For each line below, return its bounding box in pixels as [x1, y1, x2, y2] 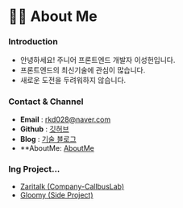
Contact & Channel [8, 96, 84, 107]
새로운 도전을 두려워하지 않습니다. [19, 76, 127, 85]
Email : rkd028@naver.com [19, 114, 111, 124]
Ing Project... [8, 163, 60, 174]
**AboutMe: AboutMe [19, 143, 94, 152]
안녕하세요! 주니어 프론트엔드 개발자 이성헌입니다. [19, 56, 176, 65]
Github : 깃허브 [19, 124, 70, 134]
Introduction [8, 36, 58, 48]
